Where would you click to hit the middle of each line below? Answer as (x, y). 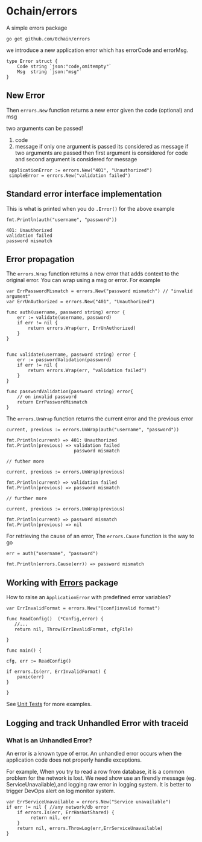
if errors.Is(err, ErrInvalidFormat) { (56, 672)
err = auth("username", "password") (52, 554)
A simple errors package (37, 28)
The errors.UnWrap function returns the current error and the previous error (100, 419)
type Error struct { (32, 61)
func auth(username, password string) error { (66, 312)
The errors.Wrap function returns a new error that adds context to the (93, 274)
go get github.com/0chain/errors (48, 39)
